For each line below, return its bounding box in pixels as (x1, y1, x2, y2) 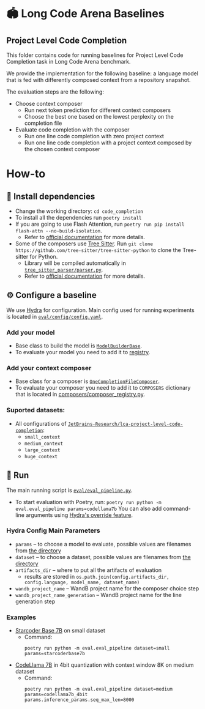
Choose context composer (15, 100, 83, 107)
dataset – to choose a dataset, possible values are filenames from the (15, 553, 191, 560)
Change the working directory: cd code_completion (15, 207, 144, 215)
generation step (15, 598, 56, 605)
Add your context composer (6, 364, 92, 373)
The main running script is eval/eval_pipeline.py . (6, 486, 133, 494)
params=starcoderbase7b (24, 651, 86, 657)
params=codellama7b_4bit (24, 691, 88, 698)
